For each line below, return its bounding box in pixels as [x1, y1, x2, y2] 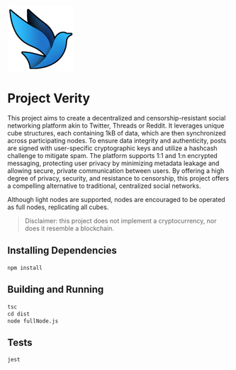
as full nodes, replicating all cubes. [7, 203, 109, 211]
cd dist [7, 310, 30, 318]
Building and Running [7, 284, 104, 296]
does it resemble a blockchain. [24, 224, 115, 232]
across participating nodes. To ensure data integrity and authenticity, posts [7, 136, 227, 145]
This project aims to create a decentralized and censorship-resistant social [7, 113, 226, 122]
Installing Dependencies [7, 245, 117, 257]
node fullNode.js [7, 318, 59, 325]
